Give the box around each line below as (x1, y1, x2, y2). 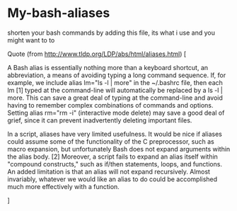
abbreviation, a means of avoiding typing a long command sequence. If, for (7, 71, 226, 79)
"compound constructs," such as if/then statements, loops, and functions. (7, 159, 223, 168)
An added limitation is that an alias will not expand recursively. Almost (7, 167, 211, 176)
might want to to (7, 35, 55, 44)
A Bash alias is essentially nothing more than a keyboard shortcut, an (7, 63, 209, 72)
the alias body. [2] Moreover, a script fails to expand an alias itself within (7, 152, 218, 161)
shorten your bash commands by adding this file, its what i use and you (7, 28, 216, 37)
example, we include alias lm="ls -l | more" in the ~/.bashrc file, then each (7, 78, 223, 86)
